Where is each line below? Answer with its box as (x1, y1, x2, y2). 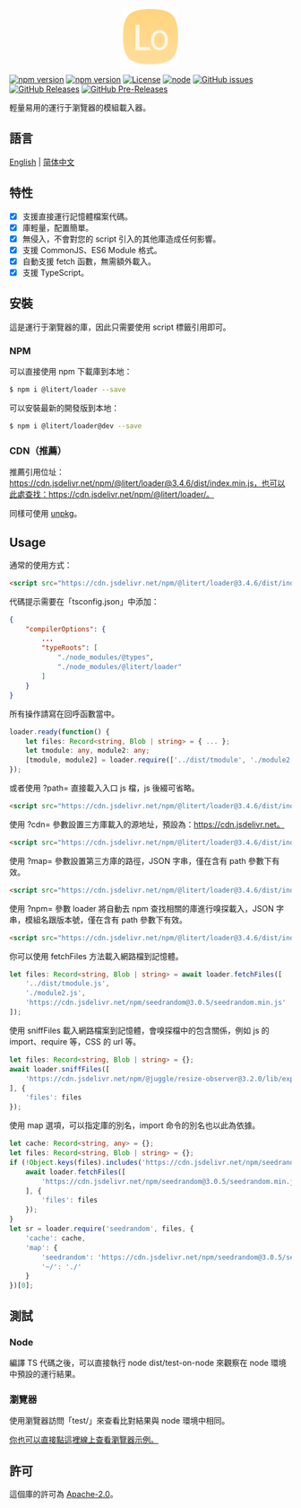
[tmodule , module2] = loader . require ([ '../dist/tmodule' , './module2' (25, 755, 295, 765)
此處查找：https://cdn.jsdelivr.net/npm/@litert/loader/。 (9, 489, 215, 500)
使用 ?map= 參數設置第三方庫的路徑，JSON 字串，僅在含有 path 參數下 (9, 855, 272, 866)
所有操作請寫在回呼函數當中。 (9, 708, 119, 719)
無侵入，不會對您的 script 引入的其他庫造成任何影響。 (21, 234, 221, 244)
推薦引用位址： (9, 467, 64, 478)
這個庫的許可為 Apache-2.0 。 (9, 1489, 118, 1500)
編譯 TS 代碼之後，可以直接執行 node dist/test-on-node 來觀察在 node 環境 (9, 1357, 287, 1368)
